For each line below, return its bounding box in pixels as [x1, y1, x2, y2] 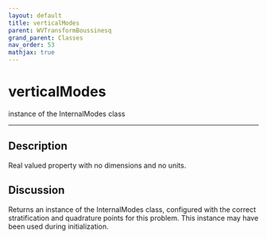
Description [8, 140, 68, 153]
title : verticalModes [8, 19, 80, 27]
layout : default [8, 11, 62, 20]
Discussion [8, 183, 65, 197]
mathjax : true [8, 48, 56, 56]
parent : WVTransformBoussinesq [8, 26, 112, 34]
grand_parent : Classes [8, 33, 83, 42]
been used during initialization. [8, 222, 109, 231]
